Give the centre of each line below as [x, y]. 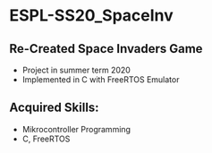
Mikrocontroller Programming [76, 129]
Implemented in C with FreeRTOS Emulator [101, 80]
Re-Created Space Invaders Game [106, 49]
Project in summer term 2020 [76, 70]
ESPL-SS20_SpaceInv [92, 16]
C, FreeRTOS [46, 139]
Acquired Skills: [55, 108]
